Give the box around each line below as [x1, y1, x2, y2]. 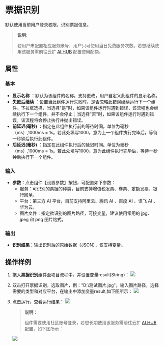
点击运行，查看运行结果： [12, 299, 64, 305]
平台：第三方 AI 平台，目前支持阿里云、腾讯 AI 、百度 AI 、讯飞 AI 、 [19, 198, 158, 204]
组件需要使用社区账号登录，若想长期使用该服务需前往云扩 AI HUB [24, 320, 157, 326]
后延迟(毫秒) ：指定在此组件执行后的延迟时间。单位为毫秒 [12, 142, 129, 147]
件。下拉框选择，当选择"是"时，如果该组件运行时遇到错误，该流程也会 [12, 105, 154, 111]
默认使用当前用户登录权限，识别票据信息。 [5, 22, 91, 28]
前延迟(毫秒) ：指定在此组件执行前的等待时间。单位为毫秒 [12, 123, 129, 129]
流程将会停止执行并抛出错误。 [25, 117, 86, 123]
